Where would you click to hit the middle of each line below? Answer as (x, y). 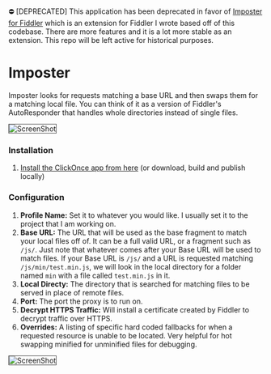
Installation (31, 150)
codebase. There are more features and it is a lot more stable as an (120, 32)
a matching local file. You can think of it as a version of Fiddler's (115, 104)
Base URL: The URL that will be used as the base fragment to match (133, 232)
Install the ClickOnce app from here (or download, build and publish (133, 168)
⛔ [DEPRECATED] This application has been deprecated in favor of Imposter (135, 11)
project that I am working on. (68, 223)
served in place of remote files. (72, 292)
